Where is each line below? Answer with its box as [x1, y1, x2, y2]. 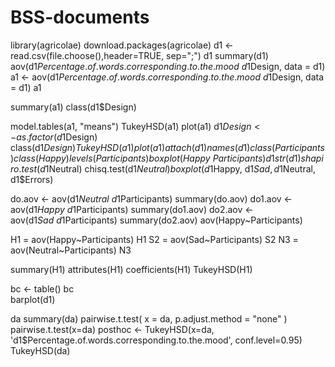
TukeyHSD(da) [10, 344, 71, 356]
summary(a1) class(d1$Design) [10, 101, 137, 113]
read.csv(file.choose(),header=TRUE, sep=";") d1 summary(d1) [10, 49, 269, 61]
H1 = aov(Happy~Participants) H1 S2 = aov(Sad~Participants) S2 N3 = [10, 233, 299, 245]
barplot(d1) [10, 293, 56, 305]
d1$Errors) [10, 173, 54, 185]
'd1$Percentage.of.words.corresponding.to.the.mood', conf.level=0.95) [10, 334, 303, 346]
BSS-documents [10, 6, 150, 29]
